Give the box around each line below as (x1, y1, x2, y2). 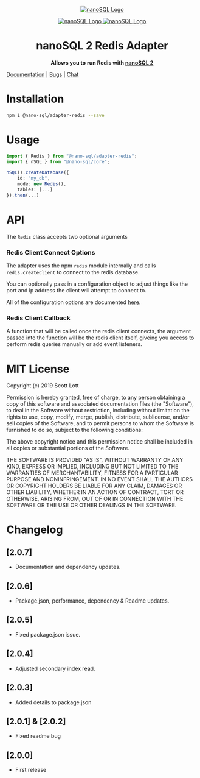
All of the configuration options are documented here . (6, 299, 141, 306)
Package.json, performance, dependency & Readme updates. (15, 597, 170, 604)
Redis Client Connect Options (6, 248, 95, 256)
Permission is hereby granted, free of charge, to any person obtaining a (6, 394, 185, 401)
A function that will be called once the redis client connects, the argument (6, 328, 191, 335)
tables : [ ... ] (17, 186, 53, 193)
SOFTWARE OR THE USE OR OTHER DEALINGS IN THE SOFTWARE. (6, 501, 177, 509)
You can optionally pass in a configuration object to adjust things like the (6, 280, 188, 288)
